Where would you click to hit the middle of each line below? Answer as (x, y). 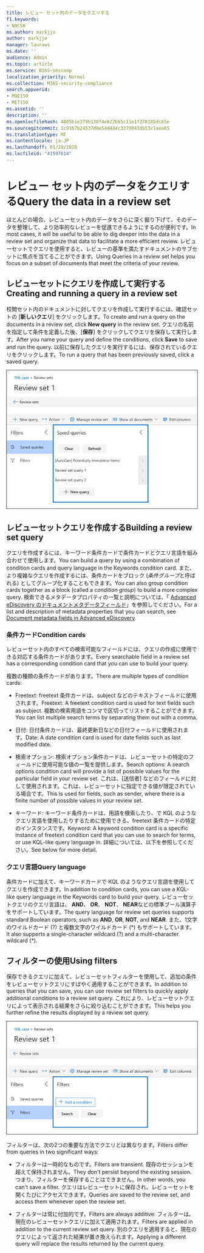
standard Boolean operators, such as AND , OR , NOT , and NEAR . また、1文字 (102, 919)
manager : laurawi (28, 45)
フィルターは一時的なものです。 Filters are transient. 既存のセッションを (104, 1164)
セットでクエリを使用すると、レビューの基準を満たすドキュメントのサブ (102, 248)
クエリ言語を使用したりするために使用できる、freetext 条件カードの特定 (105, 821)
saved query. (23, 361)
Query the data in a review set (94, 202)
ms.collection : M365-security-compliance (59, 83)
